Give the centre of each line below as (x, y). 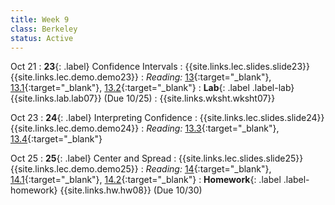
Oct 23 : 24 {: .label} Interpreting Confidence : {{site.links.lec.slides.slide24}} (167, 118)
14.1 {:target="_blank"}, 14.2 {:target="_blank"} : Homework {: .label (146, 180)
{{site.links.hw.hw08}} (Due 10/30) (131, 190)
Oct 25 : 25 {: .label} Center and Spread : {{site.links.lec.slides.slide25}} (157, 158)
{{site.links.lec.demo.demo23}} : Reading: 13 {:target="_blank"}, (141, 77)
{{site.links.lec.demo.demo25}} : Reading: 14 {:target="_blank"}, (141, 169)
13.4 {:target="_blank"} (56, 139)
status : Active (42, 38)
